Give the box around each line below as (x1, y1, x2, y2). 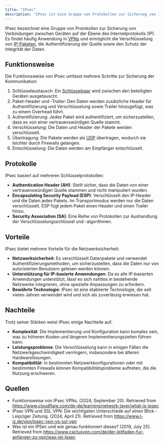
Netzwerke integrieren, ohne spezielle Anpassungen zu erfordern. (12, 281, 145, 287)
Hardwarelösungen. (12, 354, 52, 361)
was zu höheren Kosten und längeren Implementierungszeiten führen (12, 334, 151, 340)
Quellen (5, 385, 29, 393)
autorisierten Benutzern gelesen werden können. (12, 265, 111, 271)
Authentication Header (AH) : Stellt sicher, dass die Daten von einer (12, 182, 149, 188)
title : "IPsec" (5, 7, 36, 12)
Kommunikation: (5, 79, 38, 84)
